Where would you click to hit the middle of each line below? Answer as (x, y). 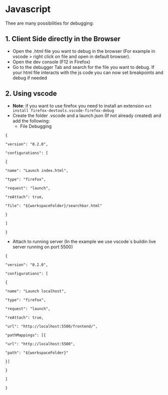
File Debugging (36, 126)
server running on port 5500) (43, 247)
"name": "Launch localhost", (36, 291)
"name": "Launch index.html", (37, 170)
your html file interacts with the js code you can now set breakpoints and (88, 72)
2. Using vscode (31, 94)
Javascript (28, 9)
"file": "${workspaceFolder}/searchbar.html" (54, 206)
